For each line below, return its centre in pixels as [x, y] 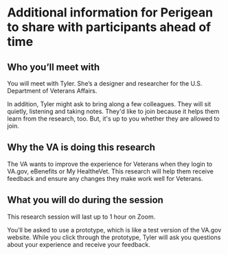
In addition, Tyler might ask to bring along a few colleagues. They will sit [109, 104]
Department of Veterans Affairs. [52, 91]
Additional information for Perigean [110, 13]
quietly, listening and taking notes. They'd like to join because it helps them [113, 111]
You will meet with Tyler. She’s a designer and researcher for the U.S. [105, 83]
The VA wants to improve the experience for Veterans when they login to [110, 164]
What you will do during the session [85, 200]
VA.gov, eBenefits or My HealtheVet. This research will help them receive [111, 171]
